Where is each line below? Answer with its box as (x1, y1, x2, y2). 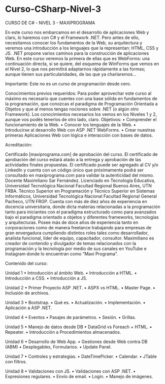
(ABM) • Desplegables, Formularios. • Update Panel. (5, 344, 112, 349)
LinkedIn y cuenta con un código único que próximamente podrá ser (5, 167, 144, 173)
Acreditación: (5, 141, 33, 147)
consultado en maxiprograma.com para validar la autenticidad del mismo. (5, 172, 154, 178)
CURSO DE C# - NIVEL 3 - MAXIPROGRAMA (5, 20, 96, 26)
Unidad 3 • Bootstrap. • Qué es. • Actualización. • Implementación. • (5, 299, 146, 305)
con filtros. (5, 358, 27, 364)
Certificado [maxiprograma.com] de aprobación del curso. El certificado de (5, 151, 158, 157)
